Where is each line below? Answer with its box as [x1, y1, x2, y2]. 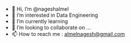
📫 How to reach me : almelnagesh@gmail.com [11, 31, 125, 37]
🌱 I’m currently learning [11, 18, 68, 24]
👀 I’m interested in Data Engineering [11, 12, 98, 19]
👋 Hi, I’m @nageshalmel [11, 6, 69, 12]
